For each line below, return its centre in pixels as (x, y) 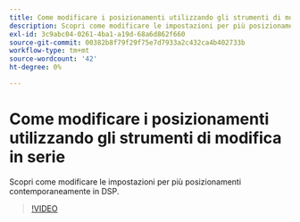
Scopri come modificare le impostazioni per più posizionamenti (125, 181)
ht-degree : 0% (36, 68)
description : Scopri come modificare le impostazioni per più (127, 26)
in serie (37, 157)
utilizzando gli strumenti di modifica (146, 138)
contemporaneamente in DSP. (64, 191)
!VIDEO (44, 208)
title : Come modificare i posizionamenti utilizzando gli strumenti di (145, 17)
